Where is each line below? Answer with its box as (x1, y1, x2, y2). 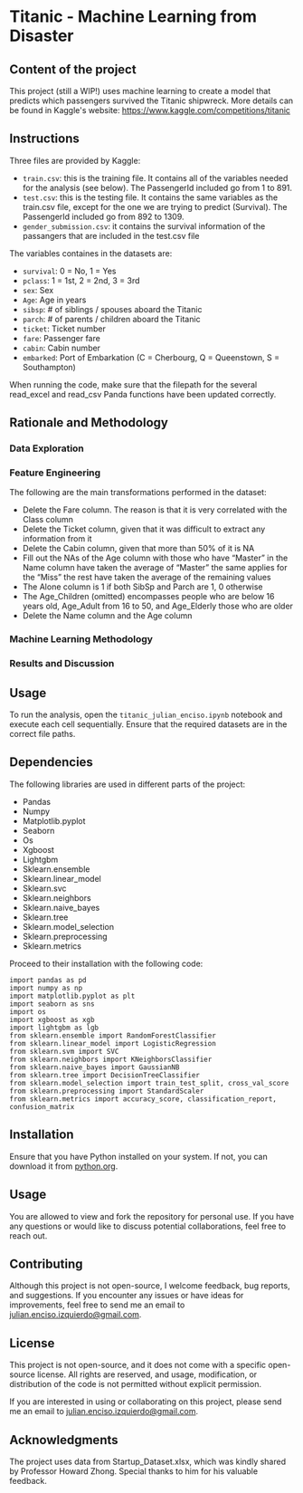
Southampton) (22, 361, 77, 372)
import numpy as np (9, 983, 83, 992)
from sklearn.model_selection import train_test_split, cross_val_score (9, 1078, 289, 1087)
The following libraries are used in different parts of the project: (9, 779, 246, 790)
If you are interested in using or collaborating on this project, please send (9, 1396, 282, 1407)
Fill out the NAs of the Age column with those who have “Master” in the (22, 552, 289, 563)
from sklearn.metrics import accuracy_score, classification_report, (9, 1094, 278, 1104)
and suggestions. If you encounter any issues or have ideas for (9, 1290, 244, 1301)
